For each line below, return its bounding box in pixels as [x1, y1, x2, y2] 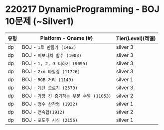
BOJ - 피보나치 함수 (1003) [21, 51, 82, 58]
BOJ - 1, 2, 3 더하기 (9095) [21, 60, 88, 67]
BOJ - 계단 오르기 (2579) [21, 84, 78, 91]
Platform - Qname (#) [40, 34, 93, 41]
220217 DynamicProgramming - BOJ [5, 3, 160, 15]
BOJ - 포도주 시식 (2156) [21, 116, 78, 123]
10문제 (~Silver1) [5, 16, 74, 27]
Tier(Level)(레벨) [116, 35, 156, 42]
